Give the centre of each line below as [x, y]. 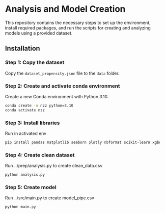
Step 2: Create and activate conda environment [63, 86]
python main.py [21, 207]
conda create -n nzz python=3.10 [39, 106]
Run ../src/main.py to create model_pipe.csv [50, 198]
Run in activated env [26, 133]
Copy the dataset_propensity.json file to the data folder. [62, 73]
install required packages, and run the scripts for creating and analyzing [78, 27]
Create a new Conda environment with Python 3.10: [57, 96]
